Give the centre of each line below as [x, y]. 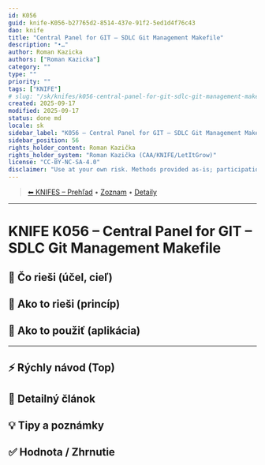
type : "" [22, 74]
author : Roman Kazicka [45, 52]
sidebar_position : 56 [44, 140]
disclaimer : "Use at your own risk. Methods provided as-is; [111, 170]
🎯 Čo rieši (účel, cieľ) [60, 277]
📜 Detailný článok [52, 398]
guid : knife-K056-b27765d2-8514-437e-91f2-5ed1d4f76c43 [102, 23]
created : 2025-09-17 [42, 103]
